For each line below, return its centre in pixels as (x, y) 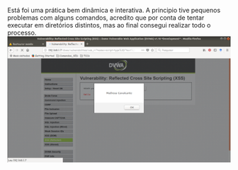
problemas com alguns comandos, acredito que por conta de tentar (106, 18)
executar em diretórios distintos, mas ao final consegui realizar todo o (109, 25)
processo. (22, 32)
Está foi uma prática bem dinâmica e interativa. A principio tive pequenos (114, 10)
